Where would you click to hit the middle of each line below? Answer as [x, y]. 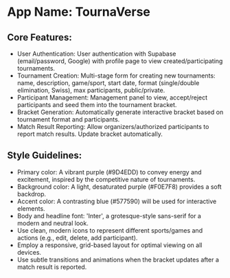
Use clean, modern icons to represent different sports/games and [110, 230]
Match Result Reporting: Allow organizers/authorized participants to [113, 127]
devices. [29, 252]
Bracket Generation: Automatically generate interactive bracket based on [120, 112]
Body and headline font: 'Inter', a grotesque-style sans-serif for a [109, 216]
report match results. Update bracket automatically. [90, 134]
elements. [31, 208]
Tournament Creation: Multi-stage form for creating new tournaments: [116, 76]
